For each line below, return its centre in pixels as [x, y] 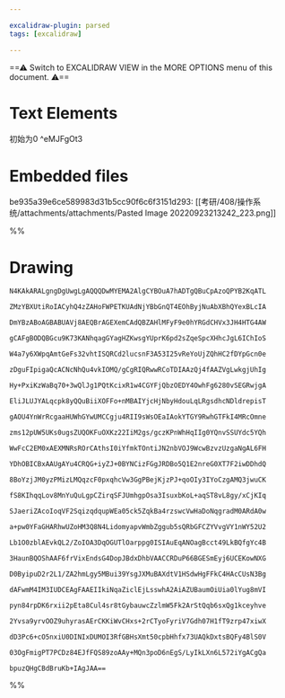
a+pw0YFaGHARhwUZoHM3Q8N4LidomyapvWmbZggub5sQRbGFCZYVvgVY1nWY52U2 [138, 527]
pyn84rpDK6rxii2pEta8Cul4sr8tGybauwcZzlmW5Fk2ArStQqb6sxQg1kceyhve [138, 606]
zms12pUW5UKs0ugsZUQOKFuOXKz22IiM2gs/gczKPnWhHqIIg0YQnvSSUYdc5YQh [138, 433]
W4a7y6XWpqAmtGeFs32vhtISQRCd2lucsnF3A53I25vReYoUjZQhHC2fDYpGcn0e [138, 354]
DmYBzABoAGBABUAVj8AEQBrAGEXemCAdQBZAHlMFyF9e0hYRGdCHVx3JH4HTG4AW [138, 323]
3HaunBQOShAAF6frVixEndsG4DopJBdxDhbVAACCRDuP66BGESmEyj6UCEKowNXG [138, 559]
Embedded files [69, 176]
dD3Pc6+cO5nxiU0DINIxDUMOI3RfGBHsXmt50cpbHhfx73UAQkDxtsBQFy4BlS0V [138, 637]
